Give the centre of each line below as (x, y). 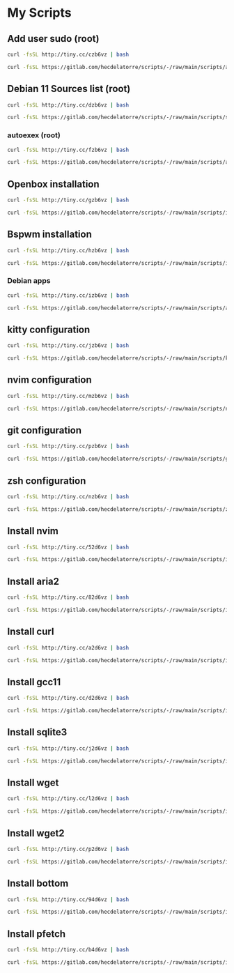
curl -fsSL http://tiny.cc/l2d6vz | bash (68, 799)
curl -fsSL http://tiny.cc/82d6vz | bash (68, 597)
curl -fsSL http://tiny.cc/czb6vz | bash (68, 54)
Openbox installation (53, 184)
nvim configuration (49, 380)
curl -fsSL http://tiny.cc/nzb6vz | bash (68, 497)
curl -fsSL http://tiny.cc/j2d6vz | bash (68, 748)
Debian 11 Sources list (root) (69, 89)
